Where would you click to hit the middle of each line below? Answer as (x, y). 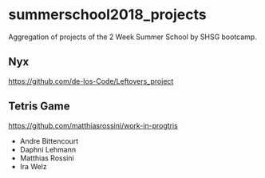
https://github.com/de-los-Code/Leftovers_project (91, 81)
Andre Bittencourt (49, 140)
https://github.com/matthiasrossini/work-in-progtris (93, 125)
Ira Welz (33, 166)
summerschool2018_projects (107, 15)
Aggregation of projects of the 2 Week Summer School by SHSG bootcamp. (132, 37)
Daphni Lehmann (48, 149)
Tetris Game (39, 107)
